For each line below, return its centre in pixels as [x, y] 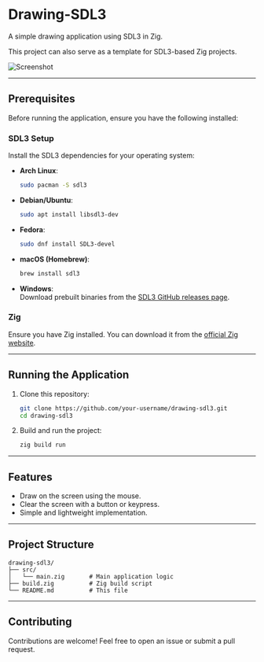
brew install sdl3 [49, 273]
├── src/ [22, 570]
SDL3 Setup [31, 138]
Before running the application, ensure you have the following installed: [123, 118]
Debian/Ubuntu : [46, 200]
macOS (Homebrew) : [55, 259]
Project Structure [51, 545]
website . [22, 342]
